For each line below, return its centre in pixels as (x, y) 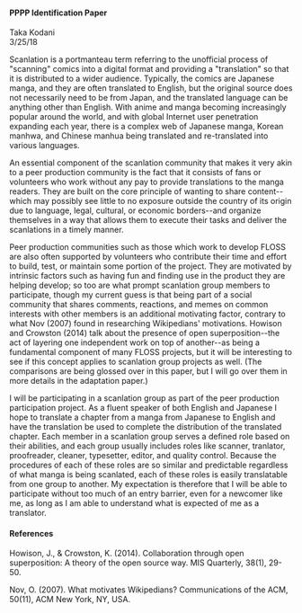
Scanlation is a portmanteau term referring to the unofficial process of (139, 59)
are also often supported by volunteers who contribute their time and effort (148, 257)
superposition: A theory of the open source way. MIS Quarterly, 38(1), (138, 563)
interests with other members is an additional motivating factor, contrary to (147, 314)
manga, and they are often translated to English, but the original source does (151, 88)
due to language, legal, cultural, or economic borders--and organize (135, 210)
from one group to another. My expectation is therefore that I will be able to (148, 484)
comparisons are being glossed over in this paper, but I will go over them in (148, 371)
